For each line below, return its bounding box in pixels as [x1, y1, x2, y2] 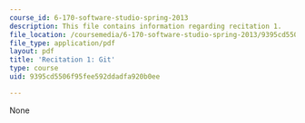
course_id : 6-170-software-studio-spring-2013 [9, 13, 189, 23]
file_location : [9, 30, 67, 39]
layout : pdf [9, 47, 54, 56]
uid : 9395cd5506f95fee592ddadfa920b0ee [9, 72, 161, 81]
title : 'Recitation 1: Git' [9, 55, 116, 64]
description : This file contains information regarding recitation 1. [9, 22, 282, 31]
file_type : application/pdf [9, 38, 116, 48]
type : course [9, 64, 59, 73]
